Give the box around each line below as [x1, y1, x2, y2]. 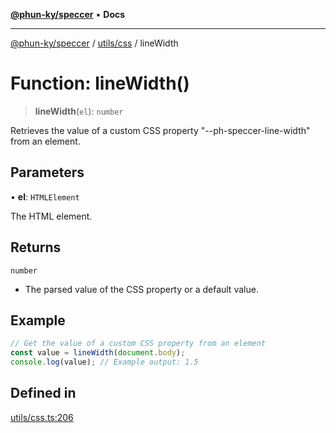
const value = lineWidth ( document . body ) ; [10, 348, 186, 358]
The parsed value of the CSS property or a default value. [24, 283, 259, 295]
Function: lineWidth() [10, 72, 190, 95]
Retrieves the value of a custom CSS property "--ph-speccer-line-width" [10, 124, 311, 136]
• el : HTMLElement [10, 190, 80, 203]
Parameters [10, 164, 85, 181]
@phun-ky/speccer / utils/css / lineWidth [10, 37, 179, 49]
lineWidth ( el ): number [34, 105, 124, 117]
